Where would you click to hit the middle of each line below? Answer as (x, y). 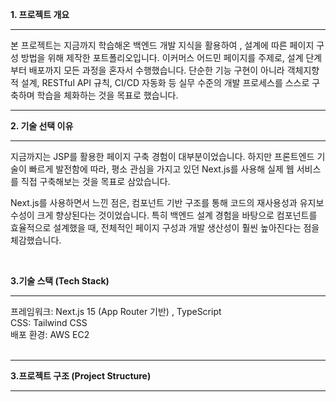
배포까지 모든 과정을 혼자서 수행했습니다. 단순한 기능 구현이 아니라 (156, 70)
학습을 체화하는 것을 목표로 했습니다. (107, 95)
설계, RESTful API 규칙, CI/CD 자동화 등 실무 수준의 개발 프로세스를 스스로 (165, 82)
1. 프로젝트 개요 (40, 14)
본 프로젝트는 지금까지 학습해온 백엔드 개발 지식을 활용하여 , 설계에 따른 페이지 (162, 45)
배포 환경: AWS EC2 (50, 334)
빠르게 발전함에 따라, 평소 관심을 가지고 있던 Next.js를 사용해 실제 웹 (161, 169)
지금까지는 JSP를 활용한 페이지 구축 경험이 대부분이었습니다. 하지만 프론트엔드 (162, 156)
